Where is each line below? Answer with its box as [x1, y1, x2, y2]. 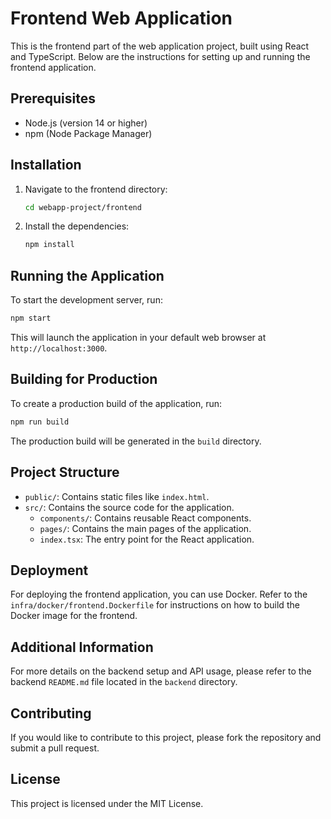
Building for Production [10, 371, 158, 388]
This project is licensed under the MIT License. [10, 797, 204, 809]
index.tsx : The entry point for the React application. [39, 533, 255, 545]
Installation [10, 157, 82, 174]
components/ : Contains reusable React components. [39, 512, 252, 524]
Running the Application [10, 267, 165, 284]
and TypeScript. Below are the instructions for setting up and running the [10, 50, 311, 62]
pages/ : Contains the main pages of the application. [39, 522, 252, 534]
